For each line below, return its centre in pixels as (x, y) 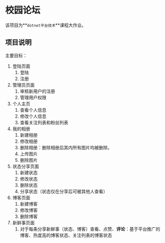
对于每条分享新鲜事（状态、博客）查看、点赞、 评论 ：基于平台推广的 (90, 229)
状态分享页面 (25, 166)
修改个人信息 (33, 116)
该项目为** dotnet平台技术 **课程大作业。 (46, 25)
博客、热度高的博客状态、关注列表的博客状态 (66, 235)
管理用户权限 (33, 97)
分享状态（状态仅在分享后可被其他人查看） (64, 191)
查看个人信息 (33, 110)
